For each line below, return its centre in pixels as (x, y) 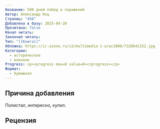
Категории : (16, 51)
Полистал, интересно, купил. (36, 105)
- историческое (25, 55)
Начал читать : (20, 32)
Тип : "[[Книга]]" (23, 42)
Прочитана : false (23, 28)
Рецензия (21, 121)
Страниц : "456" (21, 19)
